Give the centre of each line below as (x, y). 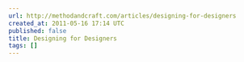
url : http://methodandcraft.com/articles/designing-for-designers (122, 16)
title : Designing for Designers (63, 38)
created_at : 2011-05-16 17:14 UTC (67, 23)
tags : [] (23, 46)
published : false (38, 31)
